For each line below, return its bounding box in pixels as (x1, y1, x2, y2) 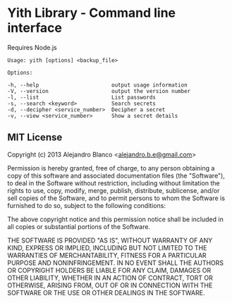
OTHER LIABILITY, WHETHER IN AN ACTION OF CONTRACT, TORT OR (7, 273, 213, 282)
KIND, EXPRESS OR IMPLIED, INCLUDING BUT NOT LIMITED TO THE (7, 243, 207, 252)
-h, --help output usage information (7, 81, 188, 89)
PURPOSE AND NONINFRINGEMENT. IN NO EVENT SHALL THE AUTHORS (7, 259, 224, 267)
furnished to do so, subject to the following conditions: (7, 201, 166, 209)
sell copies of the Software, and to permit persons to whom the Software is (7, 194, 226, 202)
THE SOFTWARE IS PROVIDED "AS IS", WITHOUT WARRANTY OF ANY (7, 236, 213, 245)
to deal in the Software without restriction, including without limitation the (7, 178, 220, 187)
